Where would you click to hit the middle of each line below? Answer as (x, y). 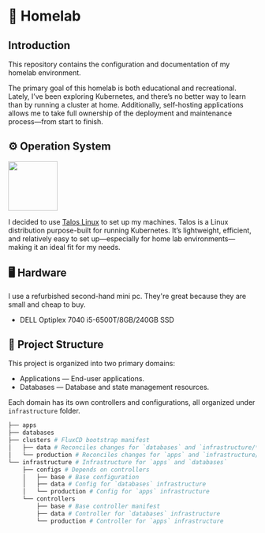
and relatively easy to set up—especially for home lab (95, 238)
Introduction (39, 45)
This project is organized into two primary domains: (92, 364)
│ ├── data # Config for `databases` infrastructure (114, 484)
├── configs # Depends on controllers (86, 470)
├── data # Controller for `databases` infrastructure (129, 513)
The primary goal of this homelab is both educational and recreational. (122, 88)
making (21, 247)
